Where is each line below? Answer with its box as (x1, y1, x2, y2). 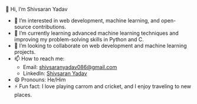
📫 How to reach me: (14, 55, 65, 62)
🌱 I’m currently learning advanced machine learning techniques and (14, 30, 179, 37)
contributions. (32, 24, 66, 30)
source (14, 24, 32, 30)
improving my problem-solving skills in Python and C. (14, 36, 144, 43)
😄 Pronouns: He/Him (14, 76, 66, 83)
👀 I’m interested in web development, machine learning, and (14, 17, 160, 24)
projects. (14, 48, 36, 56)
